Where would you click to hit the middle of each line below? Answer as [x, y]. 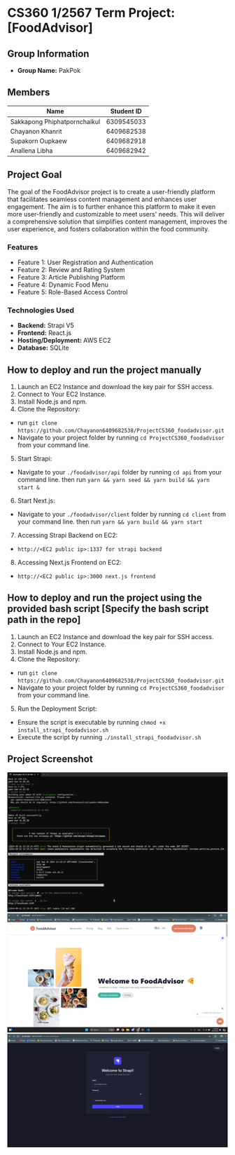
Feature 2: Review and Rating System [71, 269]
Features [23, 247]
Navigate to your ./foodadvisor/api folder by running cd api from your [120, 472]
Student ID [126, 111]
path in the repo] [44, 620]
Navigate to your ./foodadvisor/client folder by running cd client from [121, 514]
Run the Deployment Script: [57, 709]
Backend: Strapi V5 [46, 326]
